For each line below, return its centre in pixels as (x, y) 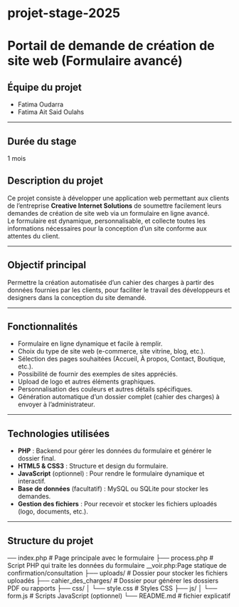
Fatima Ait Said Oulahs (51, 112)
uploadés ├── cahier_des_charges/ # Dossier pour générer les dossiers (113, 581)
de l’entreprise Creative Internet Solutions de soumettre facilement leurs (115, 206)
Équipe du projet (44, 87)
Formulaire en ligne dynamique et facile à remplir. (90, 343)
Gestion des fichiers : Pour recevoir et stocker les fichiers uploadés (117, 504)
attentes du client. (34, 236)
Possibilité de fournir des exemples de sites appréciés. (97, 374)
